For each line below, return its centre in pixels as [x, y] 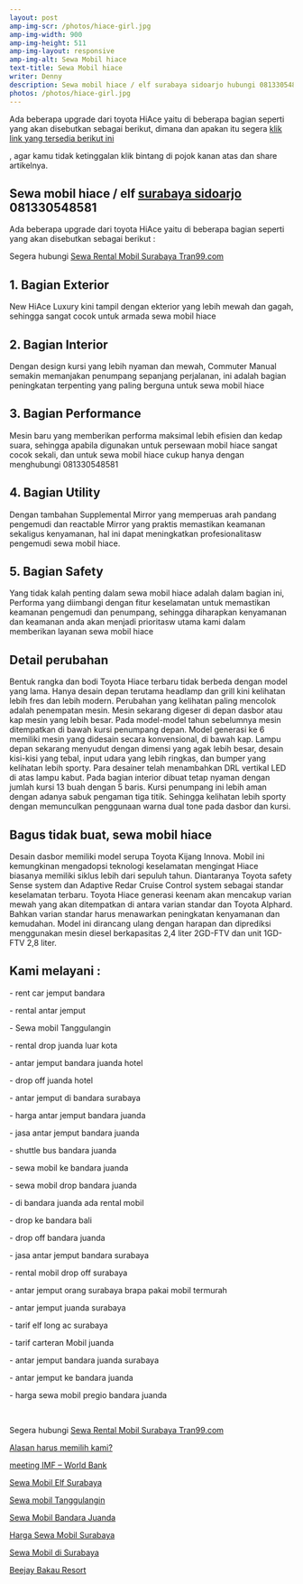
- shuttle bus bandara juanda [63, 1150]
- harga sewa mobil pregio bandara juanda [88, 1394]
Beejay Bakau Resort [48, 1570]
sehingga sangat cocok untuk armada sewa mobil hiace [113, 316]
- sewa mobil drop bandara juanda [73, 1185]
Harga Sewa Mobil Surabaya [62, 1534]
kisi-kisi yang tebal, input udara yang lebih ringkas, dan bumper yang [138, 758]
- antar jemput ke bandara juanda [71, 1377]
